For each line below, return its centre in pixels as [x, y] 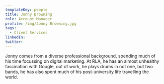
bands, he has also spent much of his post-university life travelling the [77, 72]
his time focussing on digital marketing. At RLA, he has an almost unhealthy [82, 61]
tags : [11, 28]
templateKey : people [27, 10]
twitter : [14, 42]
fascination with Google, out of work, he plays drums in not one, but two [79, 66]
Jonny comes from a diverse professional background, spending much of [80, 56]
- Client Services [29, 33]
